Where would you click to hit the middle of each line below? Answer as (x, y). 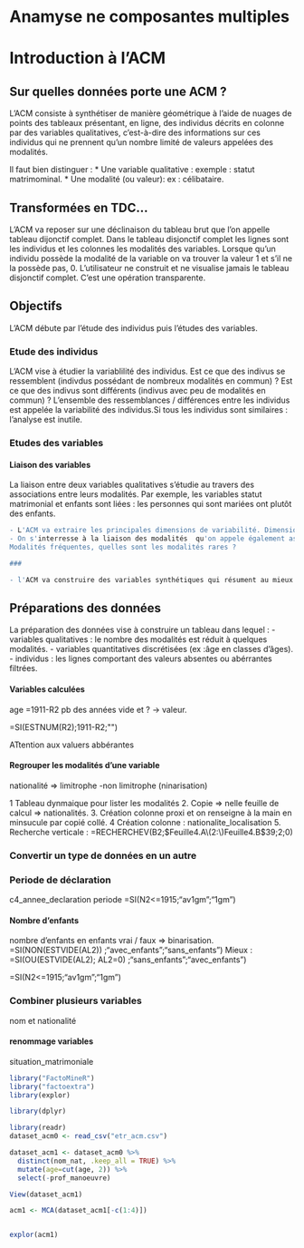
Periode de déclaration (60, 880)
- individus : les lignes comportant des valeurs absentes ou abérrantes (141, 658)
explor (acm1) (34, 1235)
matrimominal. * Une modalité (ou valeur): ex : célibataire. (117, 180)
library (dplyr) (38, 1111)
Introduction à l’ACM (87, 58)
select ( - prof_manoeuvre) (64, 1178)
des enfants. (33, 513)
